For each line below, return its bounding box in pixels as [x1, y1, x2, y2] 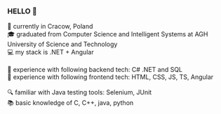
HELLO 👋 [7, 6, 37, 16]
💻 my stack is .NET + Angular [7, 48, 94, 57]
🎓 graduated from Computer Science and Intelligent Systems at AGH [7, 30, 208, 38]
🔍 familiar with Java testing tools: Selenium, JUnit [7, 88, 152, 97]
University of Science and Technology [7, 40, 118, 48]
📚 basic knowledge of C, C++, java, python [7, 99, 134, 107]
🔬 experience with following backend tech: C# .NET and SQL [7, 66, 183, 74]
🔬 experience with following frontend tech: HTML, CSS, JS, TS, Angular [7, 73, 214, 81]
